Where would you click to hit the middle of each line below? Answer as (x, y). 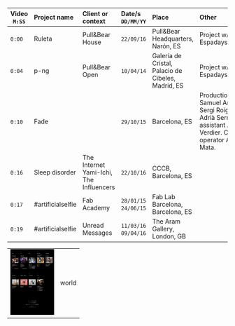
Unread (93, 225)
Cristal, (162, 63)
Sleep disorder (55, 172)
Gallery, (163, 229)
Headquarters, (173, 39)
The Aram (166, 221)
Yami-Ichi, (98, 172)
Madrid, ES (168, 86)
